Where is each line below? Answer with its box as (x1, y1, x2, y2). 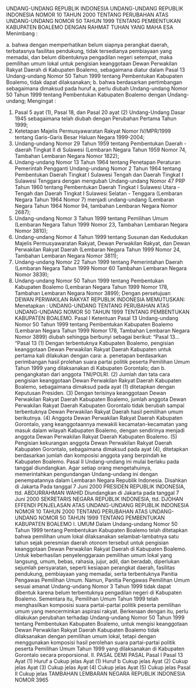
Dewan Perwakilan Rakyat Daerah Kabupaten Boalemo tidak (14, 626, 160, 633)
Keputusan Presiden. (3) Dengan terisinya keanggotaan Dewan (14, 390, 167, 396)
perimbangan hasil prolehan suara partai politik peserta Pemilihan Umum (14, 358, 190, 365)
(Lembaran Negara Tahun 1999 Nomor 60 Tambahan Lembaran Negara (14, 265, 187, 272)
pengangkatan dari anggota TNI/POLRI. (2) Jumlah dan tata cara (14, 371, 170, 377)
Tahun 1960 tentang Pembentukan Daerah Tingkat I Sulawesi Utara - (14, 184, 180, 190)
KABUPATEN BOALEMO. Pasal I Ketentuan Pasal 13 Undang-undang (14, 315, 178, 322)
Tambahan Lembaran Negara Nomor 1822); (14, 153, 119, 159)
